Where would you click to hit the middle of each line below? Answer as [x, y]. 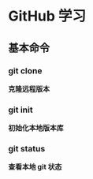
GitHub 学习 [47, 16]
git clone [25, 70]
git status [27, 149]
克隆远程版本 [29, 88]
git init [20, 110]
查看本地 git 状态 [35, 167]
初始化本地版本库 [36, 128]
